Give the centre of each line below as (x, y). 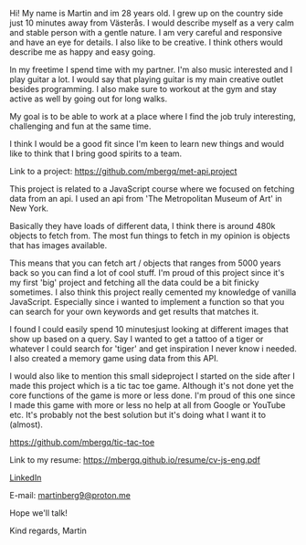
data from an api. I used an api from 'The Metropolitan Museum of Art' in (146, 199)
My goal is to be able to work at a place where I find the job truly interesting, (153, 116)
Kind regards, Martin (48, 530)
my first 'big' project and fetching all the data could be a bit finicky (134, 283)
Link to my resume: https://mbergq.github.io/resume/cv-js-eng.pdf (135, 460)
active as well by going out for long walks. (89, 99)
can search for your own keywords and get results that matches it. (134, 311)
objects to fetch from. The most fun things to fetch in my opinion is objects (150, 236)
